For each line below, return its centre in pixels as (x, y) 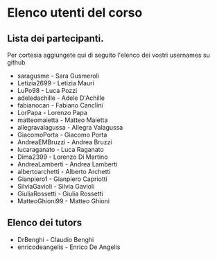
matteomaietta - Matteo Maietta (62, 120)
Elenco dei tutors (45, 223)
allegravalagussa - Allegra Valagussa (70, 127)
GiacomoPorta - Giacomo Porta (62, 135)
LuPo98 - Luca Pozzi (47, 91)
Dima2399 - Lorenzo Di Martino (62, 157)
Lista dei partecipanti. (55, 38)
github (16, 62)
